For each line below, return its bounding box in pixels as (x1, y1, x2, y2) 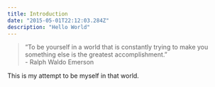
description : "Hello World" (7, 23, 91, 30)
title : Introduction (7, 10, 69, 18)
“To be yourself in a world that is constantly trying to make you (24, 43, 209, 52)
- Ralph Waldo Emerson (24, 58, 94, 66)
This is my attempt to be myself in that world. (7, 71, 140, 80)
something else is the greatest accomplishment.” (24, 50, 168, 59)
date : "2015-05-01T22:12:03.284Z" (7, 17, 110, 24)
